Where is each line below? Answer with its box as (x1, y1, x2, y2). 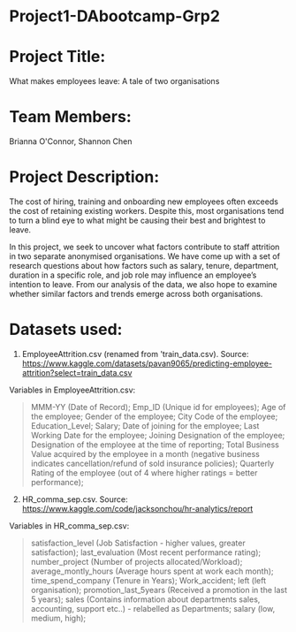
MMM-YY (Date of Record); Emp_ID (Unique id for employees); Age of (30, 401, 286, 412)
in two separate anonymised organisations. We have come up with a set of (9, 251, 281, 262)
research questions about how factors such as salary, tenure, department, (9, 261, 279, 270)
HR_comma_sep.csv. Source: (21, 493, 128, 505)
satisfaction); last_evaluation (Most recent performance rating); (30, 546, 262, 558)
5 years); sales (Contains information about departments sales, (30, 594, 261, 605)
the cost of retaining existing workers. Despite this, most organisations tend (9, 206, 285, 216)
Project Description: (9, 167, 160, 187)
